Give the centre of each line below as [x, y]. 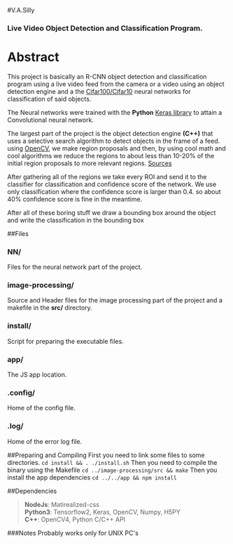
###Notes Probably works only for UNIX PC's [73, 533]
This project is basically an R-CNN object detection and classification [107, 76]
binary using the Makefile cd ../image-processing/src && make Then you [112, 470]
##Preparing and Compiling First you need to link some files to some [106, 455]
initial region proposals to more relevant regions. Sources [90, 163]
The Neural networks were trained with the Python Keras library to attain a [115, 112]
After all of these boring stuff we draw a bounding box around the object [112, 212]
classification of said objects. [49, 99]
